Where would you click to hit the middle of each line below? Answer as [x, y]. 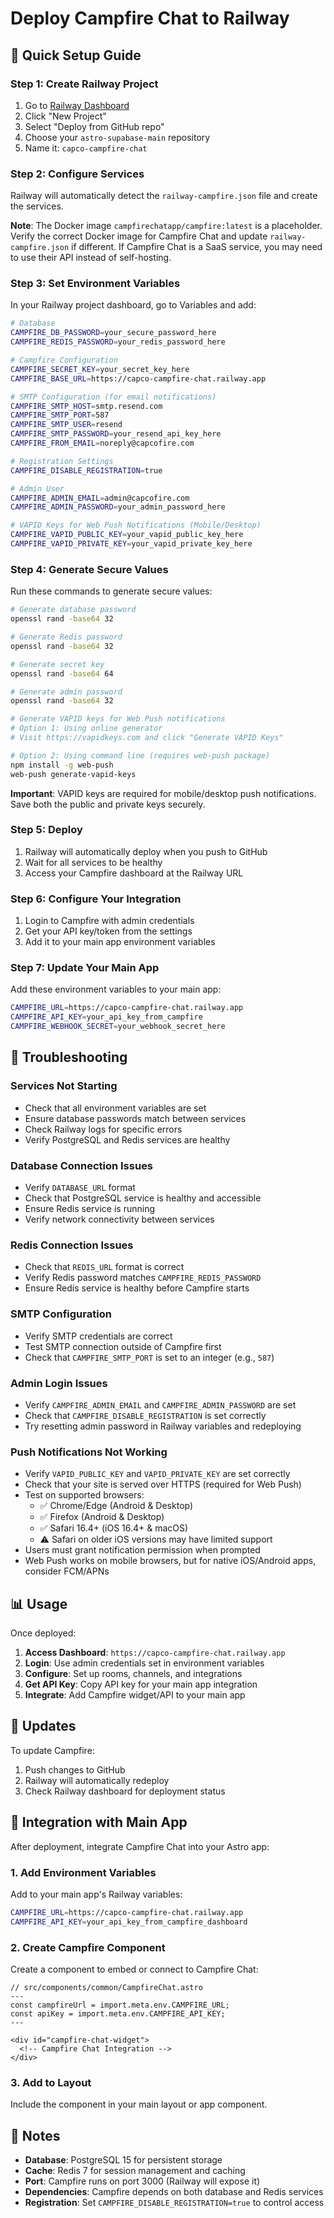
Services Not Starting [64, 1086]
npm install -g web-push [62, 765]
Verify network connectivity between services [119, 1219]
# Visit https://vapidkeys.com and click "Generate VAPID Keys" [147, 738]
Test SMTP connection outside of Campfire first [123, 1346]
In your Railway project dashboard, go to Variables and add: [133, 305]
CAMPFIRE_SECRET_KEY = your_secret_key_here [100, 369]
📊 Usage [39, 1603]
